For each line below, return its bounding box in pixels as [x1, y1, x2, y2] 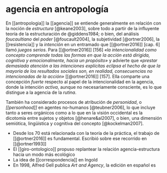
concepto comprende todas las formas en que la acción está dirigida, [5, 52, 150, 58]
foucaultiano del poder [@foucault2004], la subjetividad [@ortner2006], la [5, 36, 160, 42]
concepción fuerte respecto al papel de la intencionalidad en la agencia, [5, 79, 154, 85]
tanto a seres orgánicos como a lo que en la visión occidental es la [5, 109, 143, 116]
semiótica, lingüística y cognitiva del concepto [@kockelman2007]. [5, 120, 144, 126]
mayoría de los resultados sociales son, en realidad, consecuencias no [5, 68, 153, 74]
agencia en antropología [5, 4, 109, 15]
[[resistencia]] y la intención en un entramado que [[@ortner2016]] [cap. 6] [5, 41, 160, 47]
